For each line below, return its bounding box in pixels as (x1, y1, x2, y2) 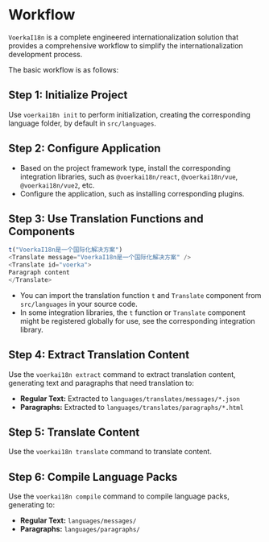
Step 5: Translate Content (8, 425, 140, 439)
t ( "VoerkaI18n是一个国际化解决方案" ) (8, 246, 123, 254)
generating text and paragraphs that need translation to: (8, 378, 195, 387)
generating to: (8, 500, 55, 510)
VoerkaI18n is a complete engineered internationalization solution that (8, 32, 239, 42)
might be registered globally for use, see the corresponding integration (19, 316, 255, 325)
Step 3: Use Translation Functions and (8, 212, 204, 225)
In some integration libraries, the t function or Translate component (19, 308, 246, 317)
